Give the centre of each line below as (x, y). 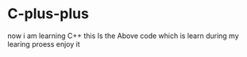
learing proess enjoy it (44, 44)
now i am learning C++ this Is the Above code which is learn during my (123, 36)
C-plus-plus (48, 14)
